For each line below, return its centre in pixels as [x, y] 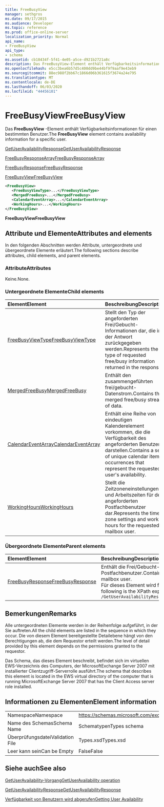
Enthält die [113, 567]
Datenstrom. [119, 393]
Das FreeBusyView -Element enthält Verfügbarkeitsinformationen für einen [81, 129]
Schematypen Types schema [111, 726]
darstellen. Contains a [129, 450]
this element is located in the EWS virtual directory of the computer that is [79, 676]
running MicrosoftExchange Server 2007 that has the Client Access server [80, 682]
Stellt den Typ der [125, 312]
